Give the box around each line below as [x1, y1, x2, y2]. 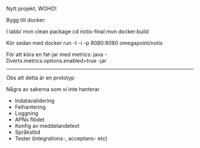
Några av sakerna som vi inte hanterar [6, 86, 100, 92]
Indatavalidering [14, 97, 55, 104]
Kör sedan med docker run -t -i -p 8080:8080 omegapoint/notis [6, 40, 163, 46]
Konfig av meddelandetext [14, 123, 80, 129]
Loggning [14, 110, 39, 117]
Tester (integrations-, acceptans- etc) [14, 135, 108, 141]
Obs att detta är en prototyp [6, 74, 74, 81]
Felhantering [14, 104, 46, 110]
